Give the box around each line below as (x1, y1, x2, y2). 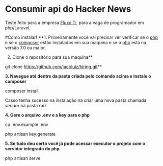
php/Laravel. (5, 24, 31, 30)
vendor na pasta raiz (5, 102, 47, 108)
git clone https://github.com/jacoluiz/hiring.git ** (5, 64, 102, 70)
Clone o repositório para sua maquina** (12, 54, 93, 60)
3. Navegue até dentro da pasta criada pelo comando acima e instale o (5, 73, 151, 79)
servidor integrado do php (5, 145, 60, 151)
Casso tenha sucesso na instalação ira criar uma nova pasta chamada (5, 97, 147, 103)
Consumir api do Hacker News (5, 3, 132, 15)
